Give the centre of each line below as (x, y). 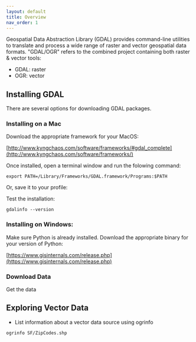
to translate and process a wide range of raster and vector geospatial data (97, 45)
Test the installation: (30, 199)
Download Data (29, 277)
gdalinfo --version (30, 210)
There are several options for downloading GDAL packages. (79, 108)
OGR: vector (30, 76)
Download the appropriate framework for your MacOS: (72, 137)
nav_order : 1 (22, 22)
